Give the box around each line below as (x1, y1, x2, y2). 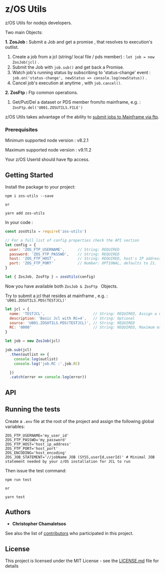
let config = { (5, 242, 36, 247)
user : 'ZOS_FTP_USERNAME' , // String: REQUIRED (9, 247, 120, 252)
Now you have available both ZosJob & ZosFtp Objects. (5, 283, 118, 289)
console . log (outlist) (14, 356, 58, 361)
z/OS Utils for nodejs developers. (5, 20, 72, 26)
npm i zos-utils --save (5, 193, 54, 198)
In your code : (5, 220, 33, 226)
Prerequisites (5, 126, 38, 133)
